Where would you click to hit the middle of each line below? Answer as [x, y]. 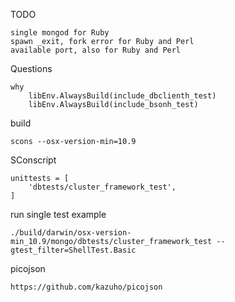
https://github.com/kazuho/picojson [86, 287]
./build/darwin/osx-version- [71, 233]
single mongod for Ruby [60, 33]
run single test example [58, 214]
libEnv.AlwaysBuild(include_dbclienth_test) [122, 96]
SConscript [33, 160]
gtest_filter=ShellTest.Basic [73, 250]
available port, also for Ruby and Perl [96, 50]
